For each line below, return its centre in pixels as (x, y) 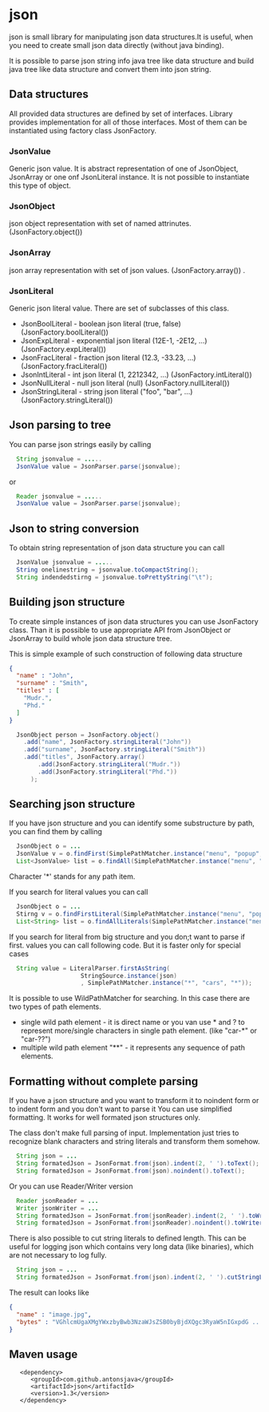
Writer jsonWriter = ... (57, 1208)
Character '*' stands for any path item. (72, 876)
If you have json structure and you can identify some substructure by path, (132, 823)
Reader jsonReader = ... (57, 1200)
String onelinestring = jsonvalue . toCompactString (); (107, 570)
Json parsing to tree (60, 425)
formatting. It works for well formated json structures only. (105, 1117)
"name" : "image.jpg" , (54, 1315)
